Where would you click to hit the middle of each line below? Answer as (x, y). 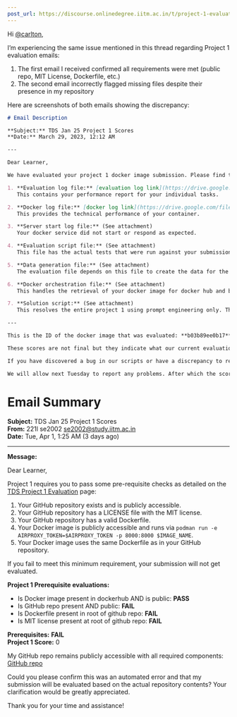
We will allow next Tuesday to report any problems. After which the (112, 374)
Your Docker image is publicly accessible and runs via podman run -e (117, 528)
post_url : (22, 14)
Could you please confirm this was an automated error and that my (105, 677)
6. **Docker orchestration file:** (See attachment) (86, 284)
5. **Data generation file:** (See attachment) (79, 265)
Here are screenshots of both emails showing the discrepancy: (98, 105)
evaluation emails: (34, 55)
